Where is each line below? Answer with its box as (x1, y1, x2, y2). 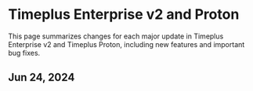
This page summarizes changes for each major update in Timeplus (8, 31, 224, 41)
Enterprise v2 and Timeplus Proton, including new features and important (8, 39, 245, 49)
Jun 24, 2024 (8, 71, 75, 84)
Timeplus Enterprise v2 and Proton (8, 5, 240, 24)
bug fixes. (8, 48, 41, 57)
